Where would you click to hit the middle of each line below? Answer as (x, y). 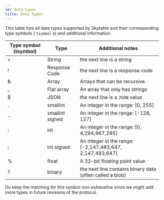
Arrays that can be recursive (112, 81)
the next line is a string (106, 59)
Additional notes (118, 48)
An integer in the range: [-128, (115, 113)
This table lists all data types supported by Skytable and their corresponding (82, 28)
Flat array (58, 89)
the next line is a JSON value (111, 97)
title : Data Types (24, 14)
